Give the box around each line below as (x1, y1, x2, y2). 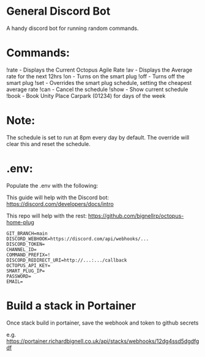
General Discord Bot (6, 4, 111, 18)
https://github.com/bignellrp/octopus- (88, 212, 184, 219)
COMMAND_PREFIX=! (6, 252, 51, 258)
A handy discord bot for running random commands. (6, 24, 139, 32)
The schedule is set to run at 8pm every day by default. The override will (6, 133, 190, 141)
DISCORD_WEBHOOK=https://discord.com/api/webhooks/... (6, 235, 149, 242)
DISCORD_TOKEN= (6, 241, 45, 247)
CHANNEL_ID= (6, 246, 37, 252)
